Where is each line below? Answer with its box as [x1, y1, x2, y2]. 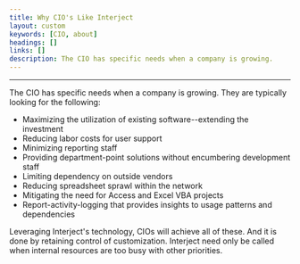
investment [21, 124, 64, 134]
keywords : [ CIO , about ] [9, 29, 98, 38]
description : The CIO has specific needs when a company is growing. [9, 54, 274, 63]
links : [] [9, 46, 46, 55]
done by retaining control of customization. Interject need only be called [9, 235, 275, 246]
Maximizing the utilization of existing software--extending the [21, 114, 249, 125]
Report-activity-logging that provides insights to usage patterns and [21, 200, 272, 210]
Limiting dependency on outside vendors [21, 171, 173, 181]
